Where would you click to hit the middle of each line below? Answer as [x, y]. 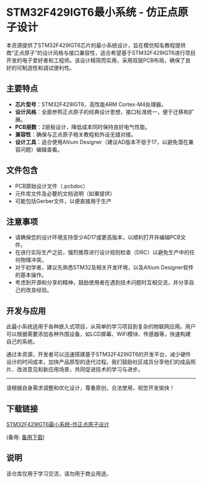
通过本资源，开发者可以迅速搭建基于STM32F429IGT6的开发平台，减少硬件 [99, 354]
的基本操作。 [31, 275]
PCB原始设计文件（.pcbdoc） [52, 186]
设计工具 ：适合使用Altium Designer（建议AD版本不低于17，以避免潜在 [102, 142]
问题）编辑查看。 [41, 149]
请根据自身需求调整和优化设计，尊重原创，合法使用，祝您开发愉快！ [90, 388]
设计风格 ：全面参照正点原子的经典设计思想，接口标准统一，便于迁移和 [102, 111]
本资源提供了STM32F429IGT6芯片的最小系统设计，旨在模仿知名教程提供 [96, 45]
